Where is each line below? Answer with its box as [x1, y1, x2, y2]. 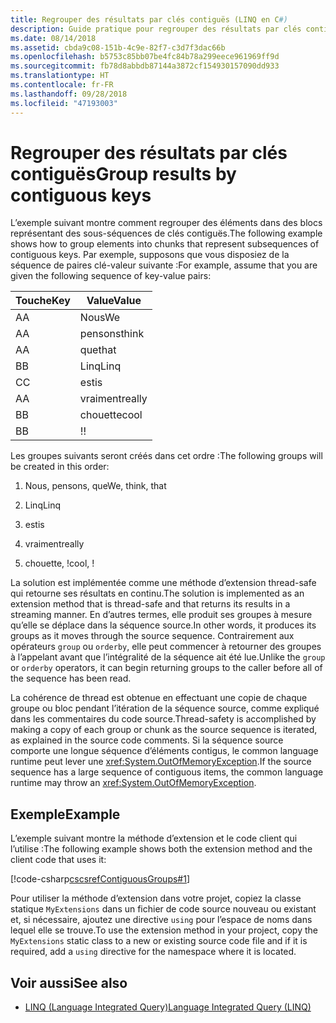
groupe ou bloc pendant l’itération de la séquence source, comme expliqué [10, 702, 320, 715]
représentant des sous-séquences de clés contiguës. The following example [10, 227, 323, 240]
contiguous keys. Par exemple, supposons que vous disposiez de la [10, 249, 290, 261]
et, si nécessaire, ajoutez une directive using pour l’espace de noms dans [10, 914, 313, 926]
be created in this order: [10, 461, 110, 473]
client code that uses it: [10, 854, 107, 866]
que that [79, 343, 117, 357]
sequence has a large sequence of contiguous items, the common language [10, 766, 324, 778]
